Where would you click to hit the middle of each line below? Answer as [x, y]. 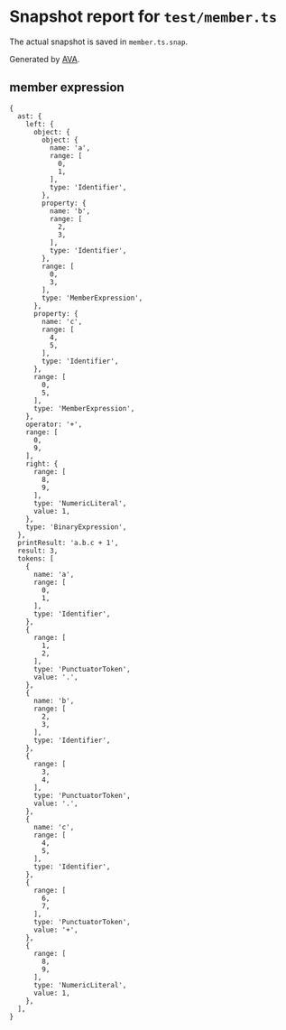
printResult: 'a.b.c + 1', [68, 543]
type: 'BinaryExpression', [76, 527]
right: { [42, 464]
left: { [40, 124]
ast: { [30, 116]
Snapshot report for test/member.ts [143, 17]
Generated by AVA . [45, 59]
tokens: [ [36, 558]
